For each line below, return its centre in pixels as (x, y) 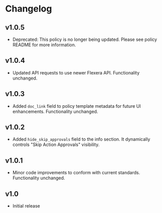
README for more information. (44, 45)
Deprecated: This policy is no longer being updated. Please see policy (85, 39)
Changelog (29, 9)
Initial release (26, 206)
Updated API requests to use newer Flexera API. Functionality (76, 73)
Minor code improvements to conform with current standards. (76, 173)
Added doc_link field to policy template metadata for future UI (77, 106)
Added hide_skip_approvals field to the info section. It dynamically (81, 139)
